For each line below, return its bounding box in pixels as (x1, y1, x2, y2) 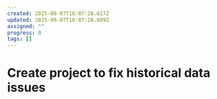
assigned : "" (7, 23, 45, 30)
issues (7, 80, 46, 96)
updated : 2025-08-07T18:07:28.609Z (7, 16, 110, 23)
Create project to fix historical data (7, 65, 211, 81)
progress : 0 (7, 29, 41, 36)
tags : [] (7, 36, 32, 43)
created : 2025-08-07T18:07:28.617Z (7, 10, 110, 17)
